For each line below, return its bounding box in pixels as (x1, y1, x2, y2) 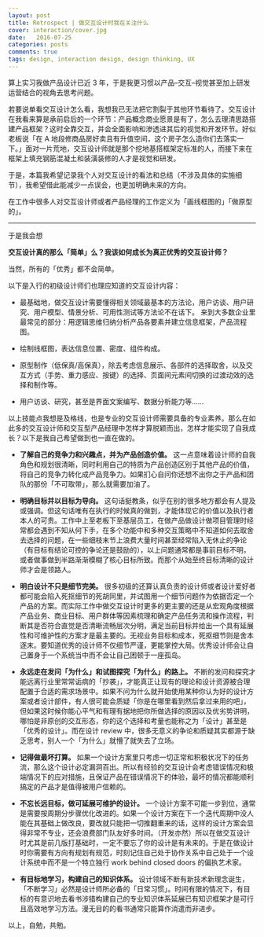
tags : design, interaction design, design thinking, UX (8, 56, 195, 64)
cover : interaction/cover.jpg (8, 26, 108, 34)
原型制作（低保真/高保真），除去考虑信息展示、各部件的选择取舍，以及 (19, 360, 246, 369)
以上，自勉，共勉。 (8, 920, 71, 930)
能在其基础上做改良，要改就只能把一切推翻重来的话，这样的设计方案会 (19, 818, 247, 828)
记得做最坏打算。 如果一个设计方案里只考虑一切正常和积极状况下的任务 (19, 752, 249, 762)
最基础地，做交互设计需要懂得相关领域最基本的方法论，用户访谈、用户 (19, 297, 247, 307)
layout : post (8, 11, 51, 20)
